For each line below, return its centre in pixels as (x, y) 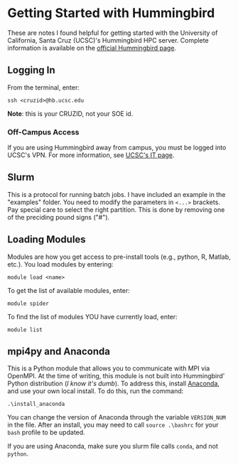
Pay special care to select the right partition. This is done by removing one (116, 209)
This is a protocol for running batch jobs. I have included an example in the (117, 194)
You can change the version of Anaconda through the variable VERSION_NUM (117, 417)
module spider (28, 304)
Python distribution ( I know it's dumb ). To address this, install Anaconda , (114, 384)
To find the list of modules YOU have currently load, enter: (92, 316)
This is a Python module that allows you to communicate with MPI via (109, 368)
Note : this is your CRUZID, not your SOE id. (70, 113)
